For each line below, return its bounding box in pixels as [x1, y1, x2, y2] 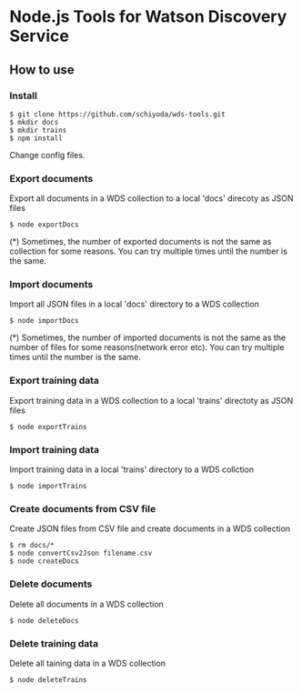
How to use [9, 62, 75, 77]
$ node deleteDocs [9, 616, 79, 625]
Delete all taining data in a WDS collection [9, 658, 166, 668]
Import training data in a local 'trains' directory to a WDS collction [9, 464, 255, 475]
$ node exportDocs [9, 220, 79, 229]
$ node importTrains [9, 482, 88, 491]
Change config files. [9, 149, 86, 160]
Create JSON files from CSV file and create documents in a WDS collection [9, 523, 291, 534]
